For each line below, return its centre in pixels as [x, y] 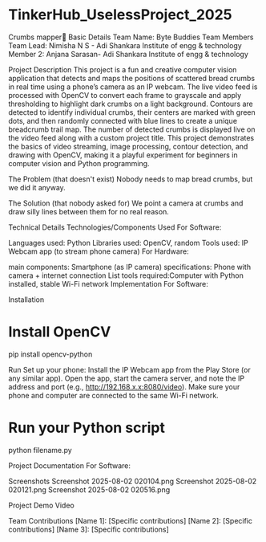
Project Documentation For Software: [69, 465]
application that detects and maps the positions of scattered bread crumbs [131, 78]
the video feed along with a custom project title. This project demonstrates [131, 137]
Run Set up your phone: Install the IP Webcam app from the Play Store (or [129, 369]
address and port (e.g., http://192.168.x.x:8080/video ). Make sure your [124, 386]
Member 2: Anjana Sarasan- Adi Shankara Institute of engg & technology [128, 54]
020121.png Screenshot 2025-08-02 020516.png [89, 489]
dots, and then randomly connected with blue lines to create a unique [123, 120]
